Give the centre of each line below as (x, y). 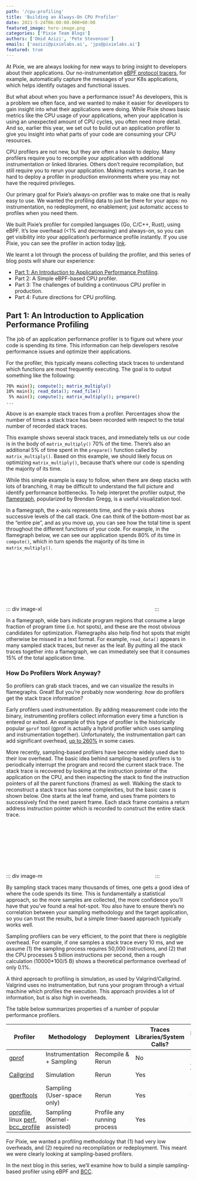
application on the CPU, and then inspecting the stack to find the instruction (98, 777)
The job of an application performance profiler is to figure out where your (95, 339)
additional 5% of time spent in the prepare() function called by (81, 450)
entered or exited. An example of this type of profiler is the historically (91, 722)
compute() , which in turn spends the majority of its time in (75, 542)
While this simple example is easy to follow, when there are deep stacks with (98, 480)
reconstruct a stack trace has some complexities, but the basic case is (91, 790)
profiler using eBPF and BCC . (58, 1172)
